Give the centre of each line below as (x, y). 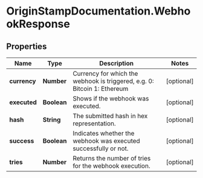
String (52, 120)
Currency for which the (105, 74)
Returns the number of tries (111, 158)
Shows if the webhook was (111, 98)
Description (117, 63)
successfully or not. (100, 148)
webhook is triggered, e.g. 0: (113, 81)
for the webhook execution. (111, 166)
